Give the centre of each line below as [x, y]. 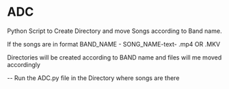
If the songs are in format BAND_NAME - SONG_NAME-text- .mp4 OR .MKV [114, 44]
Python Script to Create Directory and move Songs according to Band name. [114, 31]
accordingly [24, 64]
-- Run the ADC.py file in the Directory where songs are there [93, 78]
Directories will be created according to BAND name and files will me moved [114, 57]
